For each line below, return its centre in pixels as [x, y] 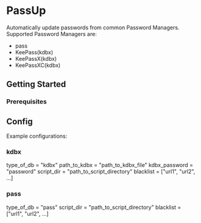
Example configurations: [37, 136]
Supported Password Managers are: [52, 34]
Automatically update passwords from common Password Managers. [93, 27]
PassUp [26, 11]
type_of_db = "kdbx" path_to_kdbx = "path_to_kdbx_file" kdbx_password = [100, 165]
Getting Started [36, 84]
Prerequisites [26, 102]
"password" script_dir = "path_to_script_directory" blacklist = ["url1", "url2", [101, 172]
